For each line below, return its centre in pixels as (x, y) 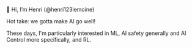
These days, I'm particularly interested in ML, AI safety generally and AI (96, 33)
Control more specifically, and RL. (49, 40)
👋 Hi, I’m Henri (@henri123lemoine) (50, 9)
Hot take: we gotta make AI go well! (51, 21)
